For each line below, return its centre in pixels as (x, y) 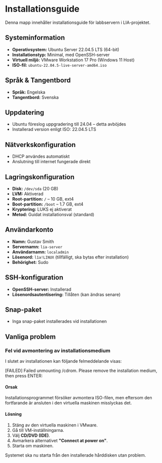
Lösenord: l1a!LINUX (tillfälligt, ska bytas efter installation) (70, 257)
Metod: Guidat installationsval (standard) (53, 214)
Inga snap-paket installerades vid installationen (59, 321)
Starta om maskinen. (33, 445)
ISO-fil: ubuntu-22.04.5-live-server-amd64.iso (59, 65)
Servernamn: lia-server (37, 246)
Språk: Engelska (28, 92)
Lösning (13, 414)
